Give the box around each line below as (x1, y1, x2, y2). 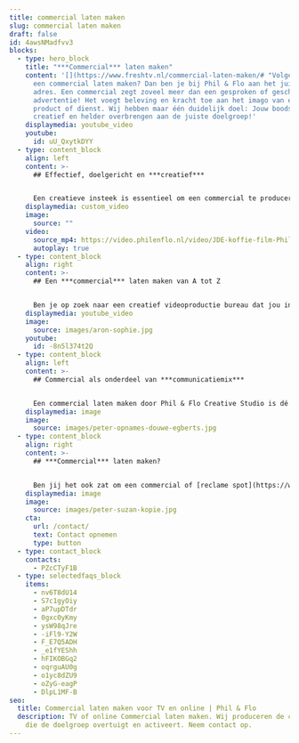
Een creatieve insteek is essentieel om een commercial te (32, 194, 256, 203)
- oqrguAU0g (32, 663, 77, 672)
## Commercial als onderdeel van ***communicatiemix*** (32, 375, 245, 384)
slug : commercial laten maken (9, 21, 122, 30)
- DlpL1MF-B (32, 687, 77, 697)
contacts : (25, 555, 62, 564)
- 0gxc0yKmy (32, 613, 77, 622)
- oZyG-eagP (32, 679, 77, 688)
